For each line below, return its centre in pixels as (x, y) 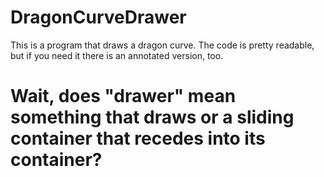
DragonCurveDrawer (98, 17)
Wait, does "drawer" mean (123, 96)
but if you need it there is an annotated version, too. (117, 55)
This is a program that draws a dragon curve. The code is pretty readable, (162, 45)
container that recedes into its (138, 138)
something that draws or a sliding (152, 117)
